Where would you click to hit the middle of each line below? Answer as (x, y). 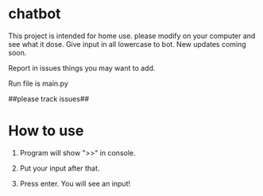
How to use (46, 131)
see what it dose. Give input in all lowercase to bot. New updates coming (127, 44)
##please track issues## (49, 98)
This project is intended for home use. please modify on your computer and (132, 36)
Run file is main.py (39, 83)
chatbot (35, 14)
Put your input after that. (60, 168)
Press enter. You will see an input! (75, 183)
